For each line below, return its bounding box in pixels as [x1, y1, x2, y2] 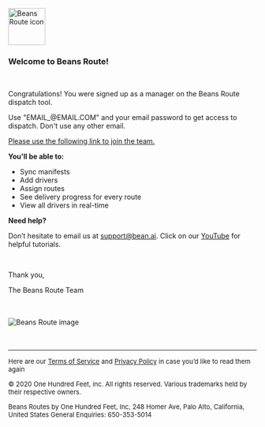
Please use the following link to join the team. [8, 137, 155, 146]
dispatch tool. [8, 98, 53, 107]
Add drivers [19, 175, 58, 185]
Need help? [8, 216, 47, 226]
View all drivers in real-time [19, 200, 109, 210]
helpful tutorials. [8, 240, 62, 249]
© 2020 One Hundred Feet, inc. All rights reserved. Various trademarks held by [8, 380, 248, 389]
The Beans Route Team [8, 286, 84, 295]
